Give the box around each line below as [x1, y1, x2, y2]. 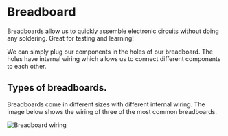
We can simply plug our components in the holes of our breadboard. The [7, 47, 213, 56]
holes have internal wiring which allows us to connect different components [7, 54, 221, 63]
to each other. [7, 62, 47, 70]
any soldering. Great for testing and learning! [7, 34, 134, 42]
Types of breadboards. [7, 82, 108, 93]
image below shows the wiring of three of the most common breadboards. [7, 107, 218, 115]
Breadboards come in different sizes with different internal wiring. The [7, 100, 205, 109]
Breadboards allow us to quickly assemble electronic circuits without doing [7, 27, 220, 35]
